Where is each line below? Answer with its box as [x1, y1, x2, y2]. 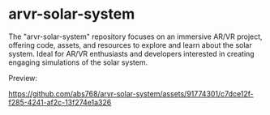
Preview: [8, 73, 38, 83]
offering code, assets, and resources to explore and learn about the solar [8, 40, 253, 49]
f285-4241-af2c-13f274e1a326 [8, 97, 112, 107]
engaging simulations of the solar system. [8, 57, 148, 67]
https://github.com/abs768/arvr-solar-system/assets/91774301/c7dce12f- [8, 88, 254, 98]
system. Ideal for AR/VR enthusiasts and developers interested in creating [8, 49, 255, 58]
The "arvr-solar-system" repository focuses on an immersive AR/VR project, [8, 32, 263, 41]
